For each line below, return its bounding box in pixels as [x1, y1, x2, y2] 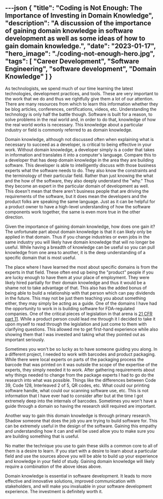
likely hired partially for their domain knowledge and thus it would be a [5, 279, 146, 285]
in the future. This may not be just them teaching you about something [5, 295, 146, 301]
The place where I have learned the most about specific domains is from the [5, 264, 158, 270]
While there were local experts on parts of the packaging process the [5, 356, 144, 362]
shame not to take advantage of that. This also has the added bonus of [5, 285, 147, 291]
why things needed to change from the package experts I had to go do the [5, 372, 154, 378]
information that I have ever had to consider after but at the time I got [5, 393, 144, 399]
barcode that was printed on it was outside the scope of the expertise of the [5, 361, 158, 367]
